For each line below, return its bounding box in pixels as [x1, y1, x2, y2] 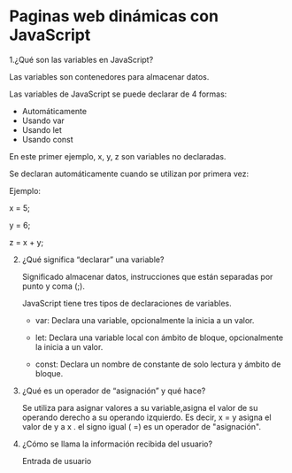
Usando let [21, 124, 62, 135]
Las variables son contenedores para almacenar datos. [9, 71, 210, 81]
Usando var [21, 115, 65, 126]
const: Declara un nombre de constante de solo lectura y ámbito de [35, 359, 281, 369]
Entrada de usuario [21, 455, 92, 466]
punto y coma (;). [21, 281, 86, 291]
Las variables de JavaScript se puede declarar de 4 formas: [9, 89, 227, 99]
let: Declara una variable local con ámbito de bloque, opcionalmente [35, 332, 284, 343]
